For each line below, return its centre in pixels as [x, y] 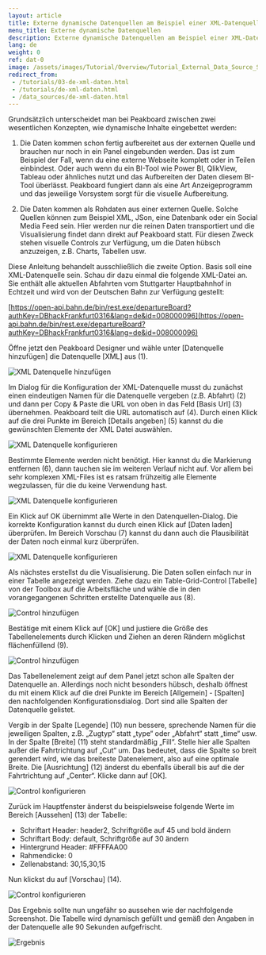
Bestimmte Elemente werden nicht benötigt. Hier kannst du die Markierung [130, 460]
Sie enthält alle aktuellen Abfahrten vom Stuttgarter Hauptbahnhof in [120, 283]
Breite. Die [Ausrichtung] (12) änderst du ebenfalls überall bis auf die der [126, 768]
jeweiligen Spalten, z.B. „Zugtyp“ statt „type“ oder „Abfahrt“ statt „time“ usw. [133, 734]
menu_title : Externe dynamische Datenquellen [84, 30]
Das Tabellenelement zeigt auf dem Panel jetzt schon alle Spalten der [122, 676]
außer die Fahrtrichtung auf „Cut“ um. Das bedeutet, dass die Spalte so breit [133, 750]
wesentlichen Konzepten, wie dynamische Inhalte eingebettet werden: [123, 128]
